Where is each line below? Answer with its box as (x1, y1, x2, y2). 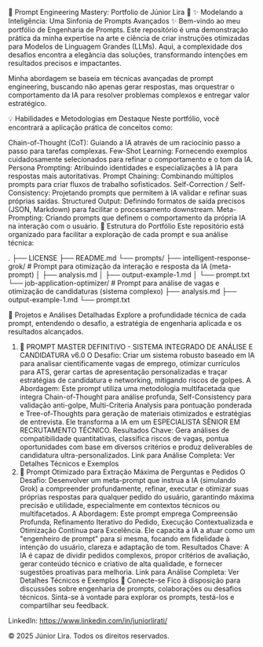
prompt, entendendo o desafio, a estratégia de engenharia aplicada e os (8, 319, 242, 327)
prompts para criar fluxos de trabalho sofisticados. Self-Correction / (8, 180, 228, 188)
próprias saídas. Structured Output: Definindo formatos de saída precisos (8, 196, 246, 206)
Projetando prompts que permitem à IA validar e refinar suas (52, 188, 247, 197)
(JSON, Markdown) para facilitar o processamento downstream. (8, 205, 216, 214)
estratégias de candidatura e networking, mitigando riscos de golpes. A (19, 375, 251, 385)
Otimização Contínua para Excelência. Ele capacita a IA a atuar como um (19, 526, 255, 535)
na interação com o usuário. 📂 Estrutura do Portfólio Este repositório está (8, 221, 245, 231)
